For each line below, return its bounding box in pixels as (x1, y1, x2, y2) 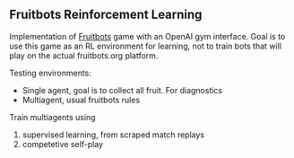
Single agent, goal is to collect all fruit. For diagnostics (22, 84, 222, 95)
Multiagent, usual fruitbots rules (22, 94, 141, 105)
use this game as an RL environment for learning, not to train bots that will (9, 40, 282, 51)
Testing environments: (9, 67, 92, 78)
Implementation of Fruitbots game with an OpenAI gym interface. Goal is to (9, 31, 286, 41)
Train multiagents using (9, 111, 96, 122)
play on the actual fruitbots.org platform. (9, 49, 159, 61)
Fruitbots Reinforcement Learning (9, 7, 203, 22)
